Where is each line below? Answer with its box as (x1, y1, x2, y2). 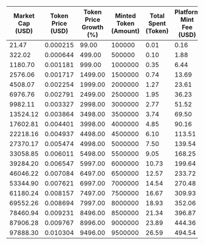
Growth (81, 23, 104, 31)
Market (13, 12, 35, 20)
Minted (115, 12, 136, 20)
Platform (174, 8, 200, 16)
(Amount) (111, 27, 140, 35)
